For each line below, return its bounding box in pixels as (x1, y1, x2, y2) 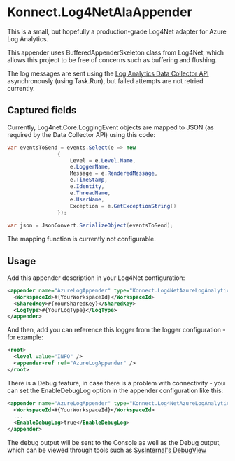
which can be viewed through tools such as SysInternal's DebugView (7, 446, 207, 455)
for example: (7, 333, 44, 341)
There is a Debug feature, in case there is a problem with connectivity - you (7, 378, 225, 387)
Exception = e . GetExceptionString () (69, 202, 177, 210)
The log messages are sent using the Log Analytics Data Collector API (7, 69, 209, 78)
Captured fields (7, 104, 77, 116)
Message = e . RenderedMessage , (69, 170, 158, 177)
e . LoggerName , (69, 164, 111, 171)
